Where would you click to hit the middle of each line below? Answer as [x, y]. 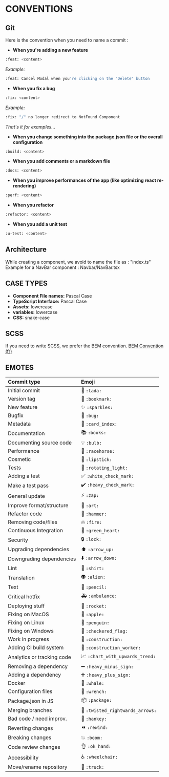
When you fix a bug [34, 88]
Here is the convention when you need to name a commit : [67, 40]
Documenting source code [40, 443]
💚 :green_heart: [101, 531]
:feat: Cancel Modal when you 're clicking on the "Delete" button [78, 78]
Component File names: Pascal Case [52, 296]
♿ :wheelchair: [99, 757]
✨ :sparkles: [97, 407]
